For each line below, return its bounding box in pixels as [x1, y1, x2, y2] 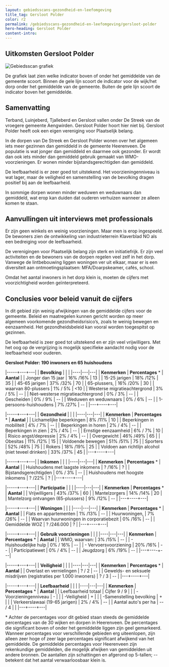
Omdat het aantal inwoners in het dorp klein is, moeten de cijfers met [5, 274, 149, 280]
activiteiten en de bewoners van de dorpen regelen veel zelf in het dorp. [5, 254, 155, 260]
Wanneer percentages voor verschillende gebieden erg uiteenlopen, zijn [5, 630, 155, 637]
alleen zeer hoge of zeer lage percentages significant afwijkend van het [5, 636, 154, 642]
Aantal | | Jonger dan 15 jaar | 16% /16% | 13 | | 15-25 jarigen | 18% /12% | [5, 375, 158, 381]
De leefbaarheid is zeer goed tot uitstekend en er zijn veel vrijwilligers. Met [5, 339, 161, 345]
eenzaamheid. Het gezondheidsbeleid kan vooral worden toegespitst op [5, 324, 155, 330]
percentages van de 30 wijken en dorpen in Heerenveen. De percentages [5, 620, 158, 626]
